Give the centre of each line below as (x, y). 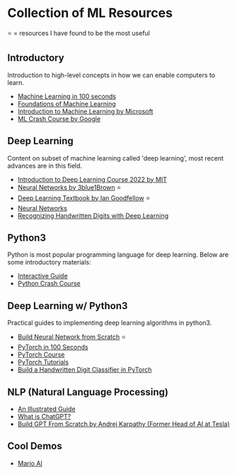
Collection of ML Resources (90, 13)
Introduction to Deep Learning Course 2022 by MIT (92, 179)
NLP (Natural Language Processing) (88, 392)
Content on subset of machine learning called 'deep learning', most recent (116, 158)
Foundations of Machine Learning (67, 103)
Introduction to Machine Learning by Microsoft (85, 111)
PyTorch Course (41, 354)
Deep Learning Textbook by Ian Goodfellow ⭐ (84, 198)
